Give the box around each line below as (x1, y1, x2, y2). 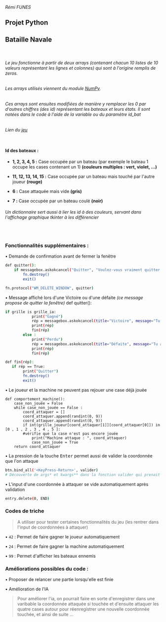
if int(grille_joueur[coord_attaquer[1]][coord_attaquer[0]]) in (23, 422, 161, 427)
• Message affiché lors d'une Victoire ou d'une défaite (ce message (5, 294, 143, 301)
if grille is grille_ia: (5, 309, 56, 314)
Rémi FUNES (5, 4, 31, 10)
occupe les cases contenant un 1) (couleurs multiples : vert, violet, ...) (12, 164, 157, 170)
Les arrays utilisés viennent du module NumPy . (5, 86, 101, 91)
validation (5, 487, 25, 492)
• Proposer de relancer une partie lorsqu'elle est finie (5, 577, 114, 582)
